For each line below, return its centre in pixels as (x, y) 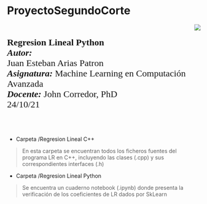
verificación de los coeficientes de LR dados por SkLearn (95, 194)
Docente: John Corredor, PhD (62, 94)
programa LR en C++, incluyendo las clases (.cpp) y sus (93, 157)
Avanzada (25, 83)
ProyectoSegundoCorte (69, 11)
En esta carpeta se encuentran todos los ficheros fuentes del (99, 151)
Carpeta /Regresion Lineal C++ (55, 139)
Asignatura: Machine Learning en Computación (96, 73)
